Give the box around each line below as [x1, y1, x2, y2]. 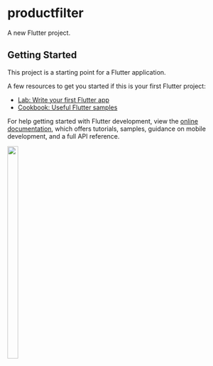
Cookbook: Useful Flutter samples [17, 103, 118, 112]
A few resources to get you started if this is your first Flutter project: [7, 82, 206, 90]
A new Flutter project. [7, 28, 71, 37]
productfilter [7, 5, 84, 21]
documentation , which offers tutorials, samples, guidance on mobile [7, 124, 206, 133]
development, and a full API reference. [7, 131, 120, 140]
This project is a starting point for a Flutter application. [7, 68, 166, 76]
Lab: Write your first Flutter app [17, 95, 110, 104]
